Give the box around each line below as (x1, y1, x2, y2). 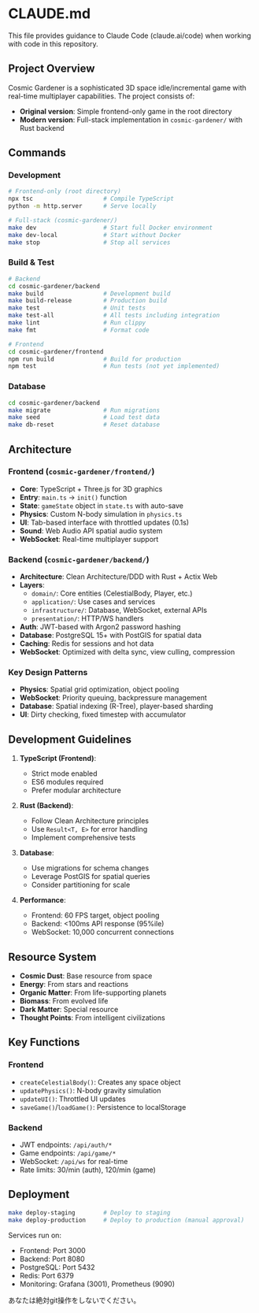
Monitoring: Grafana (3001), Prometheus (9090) (19, 1279, 176, 1289)
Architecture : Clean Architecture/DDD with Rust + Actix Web (19, 572, 218, 581)
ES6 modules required (31, 777, 104, 787)
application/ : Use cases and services (31, 597, 156, 606)
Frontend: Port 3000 (19, 1245, 87, 1255)
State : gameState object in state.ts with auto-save (19, 501, 183, 510)
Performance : (19, 896, 66, 905)
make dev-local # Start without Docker (8, 231, 181, 239)
